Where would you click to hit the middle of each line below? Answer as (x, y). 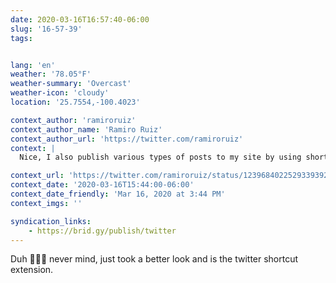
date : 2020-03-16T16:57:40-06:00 (80, 19)
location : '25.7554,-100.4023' (75, 102)
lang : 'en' (33, 65)
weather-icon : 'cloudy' (60, 93)
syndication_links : (51, 221)
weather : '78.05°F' (51, 74)
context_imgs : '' (46, 203)
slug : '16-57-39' (46, 29)
